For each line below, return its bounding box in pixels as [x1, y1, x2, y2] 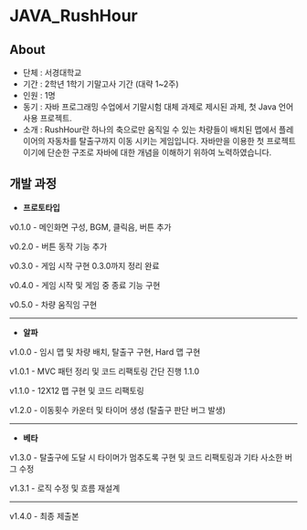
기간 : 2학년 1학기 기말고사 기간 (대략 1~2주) [22, 78, 180, 89]
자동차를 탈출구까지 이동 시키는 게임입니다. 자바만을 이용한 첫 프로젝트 [47, 136, 297, 146]
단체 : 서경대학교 [22, 68, 82, 78]
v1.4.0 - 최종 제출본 [9, 510, 79, 521]
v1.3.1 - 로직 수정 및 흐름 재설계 [9, 483, 121, 494]
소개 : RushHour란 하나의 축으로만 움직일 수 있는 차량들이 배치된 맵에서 [22, 124, 277, 135]
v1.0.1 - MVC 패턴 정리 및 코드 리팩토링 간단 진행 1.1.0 [9, 366, 200, 377]
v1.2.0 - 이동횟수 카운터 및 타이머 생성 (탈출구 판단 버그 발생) [9, 404, 227, 415]
